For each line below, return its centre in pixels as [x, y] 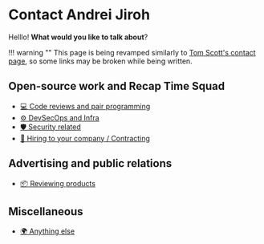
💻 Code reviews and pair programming [85, 106]
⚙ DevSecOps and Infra [59, 117]
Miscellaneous [46, 211]
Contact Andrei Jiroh [79, 15]
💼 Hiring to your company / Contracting [85, 138]
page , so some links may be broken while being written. [100, 61]
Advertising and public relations [90, 163]
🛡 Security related [51, 127]
